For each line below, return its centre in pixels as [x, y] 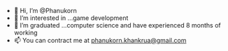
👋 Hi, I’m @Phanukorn [45, 11]
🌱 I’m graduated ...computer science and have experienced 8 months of [117, 25]
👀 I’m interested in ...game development [71, 18]
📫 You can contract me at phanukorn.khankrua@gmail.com [100, 40]
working [26, 32]
